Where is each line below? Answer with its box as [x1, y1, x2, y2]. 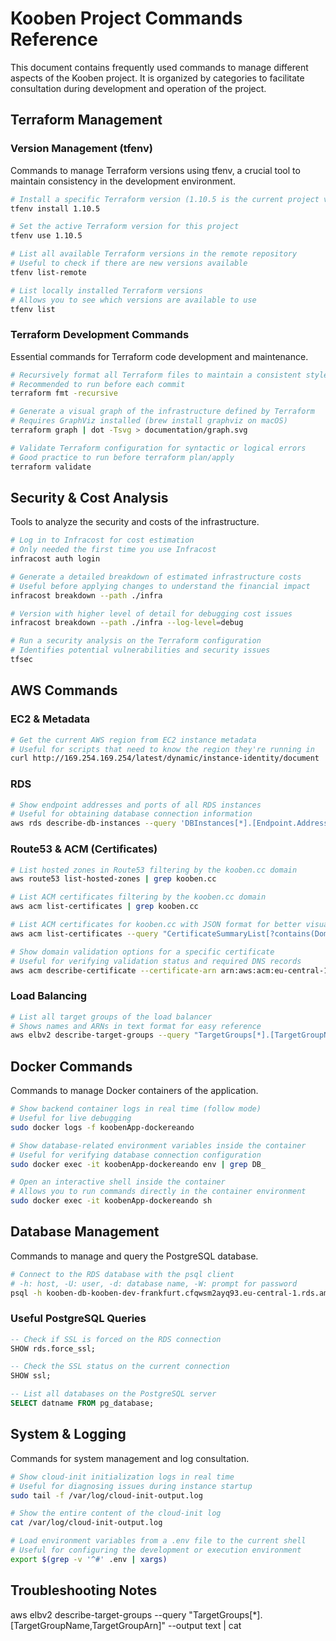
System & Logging [10, 1426, 127, 1443]
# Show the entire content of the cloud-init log [10, 1508, 222, 1519]
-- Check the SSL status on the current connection [10, 1362, 230, 1372]
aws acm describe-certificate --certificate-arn [10, 965, 217, 976]
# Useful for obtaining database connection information [10, 809, 253, 819]
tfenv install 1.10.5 [10, 203, 101, 214]
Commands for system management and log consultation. [10, 1452, 250, 1464]
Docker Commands [10, 1058, 133, 1075]
